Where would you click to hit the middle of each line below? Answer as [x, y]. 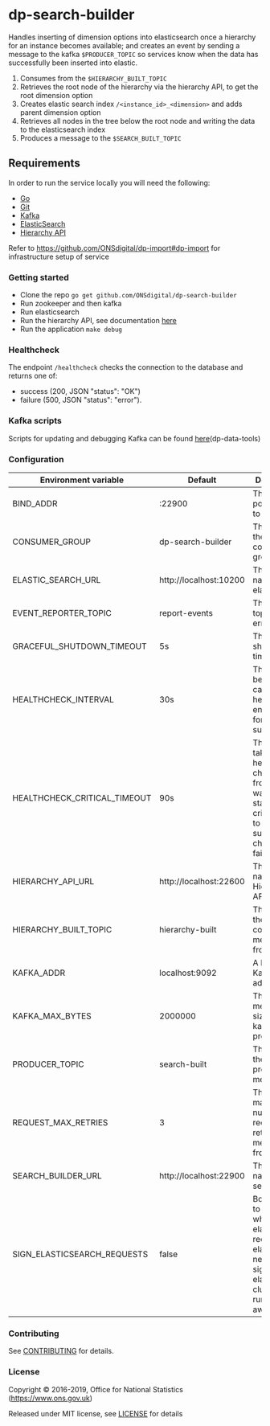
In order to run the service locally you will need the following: [109, 182]
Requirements [44, 164]
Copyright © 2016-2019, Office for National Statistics [96, 1389]
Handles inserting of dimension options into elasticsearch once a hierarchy [132, 37]
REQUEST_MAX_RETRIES [60, 1122]
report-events [186, 613]
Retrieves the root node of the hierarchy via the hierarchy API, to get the [139, 87]
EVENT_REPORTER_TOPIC [62, 613]
